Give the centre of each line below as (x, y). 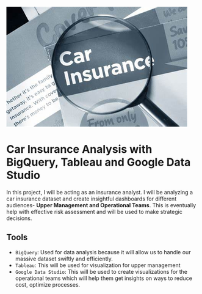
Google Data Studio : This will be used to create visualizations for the (101, 271)
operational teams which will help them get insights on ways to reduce (103, 278)
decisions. (19, 218)
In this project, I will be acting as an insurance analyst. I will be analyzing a (100, 192)
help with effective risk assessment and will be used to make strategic (95, 211)
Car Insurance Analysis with (79, 149)
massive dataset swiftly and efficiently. (64, 259)
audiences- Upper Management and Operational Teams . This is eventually (101, 205)
